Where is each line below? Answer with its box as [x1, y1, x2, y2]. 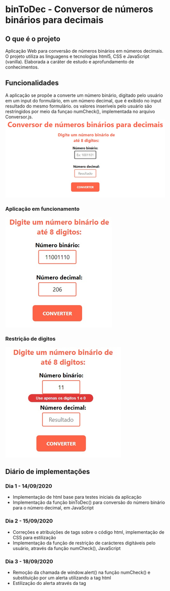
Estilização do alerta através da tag [12, 580, 86, 586]
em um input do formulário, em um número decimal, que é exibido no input [5, 97, 161, 103]
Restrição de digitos [5, 336, 56, 343]
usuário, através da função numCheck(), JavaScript [12, 545, 121, 551]
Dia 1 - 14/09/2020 [5, 483, 52, 490]
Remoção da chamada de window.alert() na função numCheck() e [12, 569, 151, 575]
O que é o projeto [5, 34, 61, 43]
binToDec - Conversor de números [5, 4, 153, 15]
